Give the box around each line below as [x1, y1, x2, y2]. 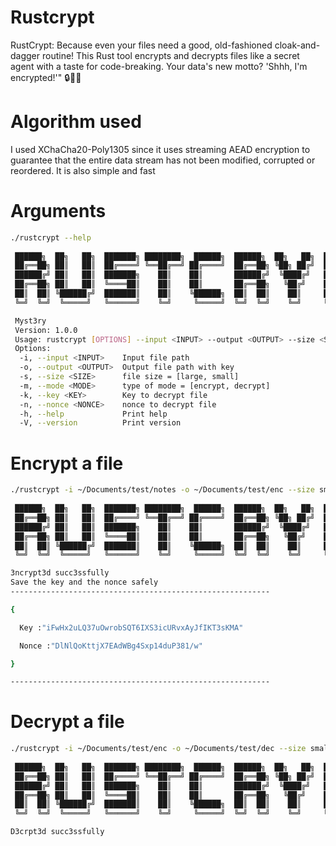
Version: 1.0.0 [14, 325, 78, 335]
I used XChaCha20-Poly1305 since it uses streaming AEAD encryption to [10, 143, 311, 155]
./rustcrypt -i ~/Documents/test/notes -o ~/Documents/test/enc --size [10, 485, 315, 495]
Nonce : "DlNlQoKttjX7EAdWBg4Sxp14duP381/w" [19, 641, 203, 651]
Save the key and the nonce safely [10, 577, 159, 588]
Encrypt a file [10, 452, 124, 475]
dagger [10, 49, 41, 61]
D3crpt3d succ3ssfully [10, 827, 105, 837]
